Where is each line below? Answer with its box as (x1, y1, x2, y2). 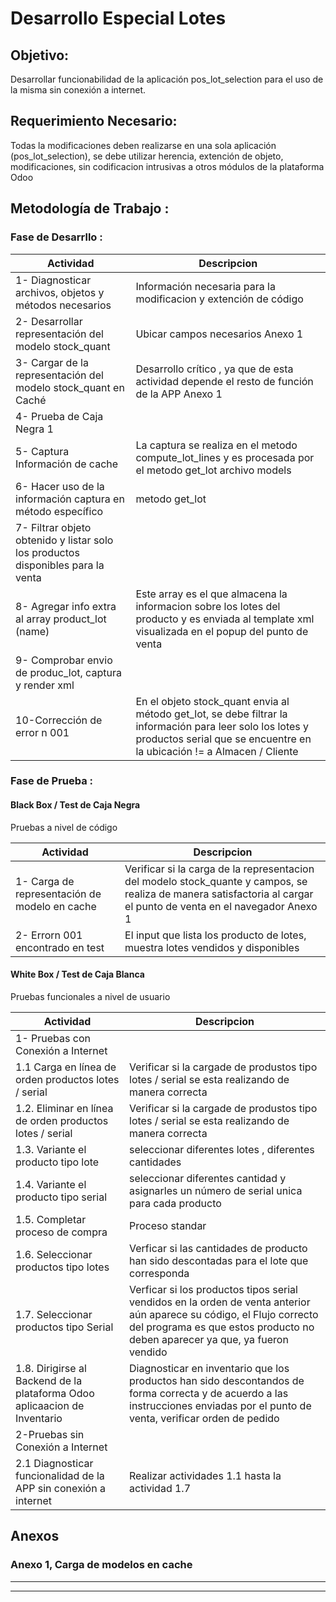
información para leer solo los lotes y (135, 719, 310, 733)
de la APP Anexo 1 (135, 387, 223, 401)
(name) (15, 624, 50, 638)
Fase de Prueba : (10, 774, 94, 788)
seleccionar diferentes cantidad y (129, 1171, 287, 1185)
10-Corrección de (15, 713, 103, 727)
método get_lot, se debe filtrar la (135, 707, 288, 721)
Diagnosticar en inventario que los (129, 1361, 290, 1375)
